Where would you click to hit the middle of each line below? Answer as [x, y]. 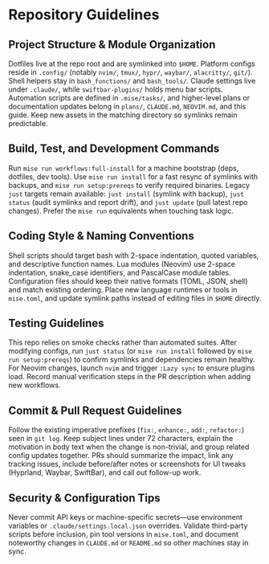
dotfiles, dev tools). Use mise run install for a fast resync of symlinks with [133, 176]
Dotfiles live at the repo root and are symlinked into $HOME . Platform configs [132, 63]
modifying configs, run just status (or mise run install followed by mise [130, 351]
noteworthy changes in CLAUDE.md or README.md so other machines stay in [128, 543]
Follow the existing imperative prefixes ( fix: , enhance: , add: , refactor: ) [126, 430]
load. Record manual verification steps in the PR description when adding [130, 377]
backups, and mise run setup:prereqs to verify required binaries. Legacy [129, 185]
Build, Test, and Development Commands [114, 149]
